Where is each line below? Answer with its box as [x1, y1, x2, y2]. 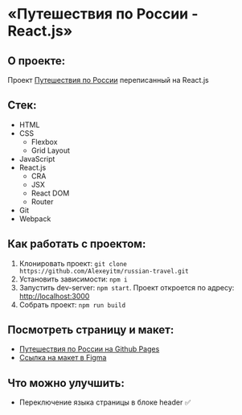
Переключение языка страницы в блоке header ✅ [18, 397, 191, 407]
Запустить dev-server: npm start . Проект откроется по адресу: [18, 282, 235, 292]
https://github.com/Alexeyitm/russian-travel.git [18, 267, 190, 275]
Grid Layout [31, 146, 70, 155]
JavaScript [18, 154, 55, 163]
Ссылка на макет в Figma [18, 353, 107, 363]
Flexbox [31, 137, 58, 146]
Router [31, 196, 54, 206]
